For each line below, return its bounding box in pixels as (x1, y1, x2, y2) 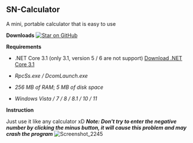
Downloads (6, 32, 35, 39)
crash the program (6, 130, 53, 137)
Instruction (6, 106, 34, 114)
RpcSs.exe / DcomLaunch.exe (14, 72, 89, 79)
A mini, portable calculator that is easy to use (6, 20, 116, 27)
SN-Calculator (6, 5, 60, 15)
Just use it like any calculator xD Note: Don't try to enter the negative (6, 118, 177, 125)
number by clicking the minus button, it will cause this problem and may (6, 124, 187, 131)
